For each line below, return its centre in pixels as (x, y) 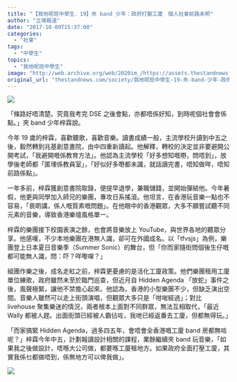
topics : (19, 60)
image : (17, 73)
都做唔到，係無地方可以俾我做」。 (80, 357)
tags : (15, 47)
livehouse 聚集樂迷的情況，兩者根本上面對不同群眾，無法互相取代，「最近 (113, 307)
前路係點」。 (24, 173)
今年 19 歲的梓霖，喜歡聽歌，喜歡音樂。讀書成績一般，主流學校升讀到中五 (114, 138)
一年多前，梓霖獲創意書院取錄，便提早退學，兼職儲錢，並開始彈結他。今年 (115, 188)
